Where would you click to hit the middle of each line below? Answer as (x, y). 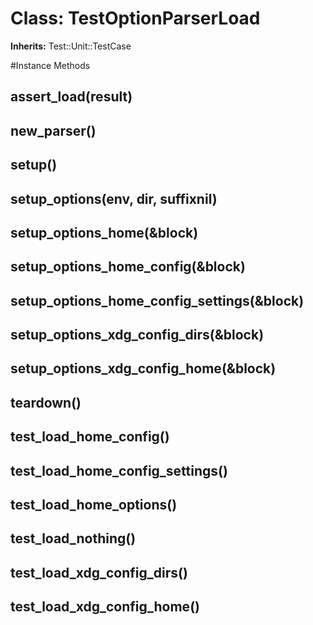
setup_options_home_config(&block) (128, 267)
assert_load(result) (71, 97)
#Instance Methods (50, 65)
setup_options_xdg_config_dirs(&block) (137, 335)
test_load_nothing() (73, 538)
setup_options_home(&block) (104, 232)
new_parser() (53, 130)
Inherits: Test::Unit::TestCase (71, 46)
